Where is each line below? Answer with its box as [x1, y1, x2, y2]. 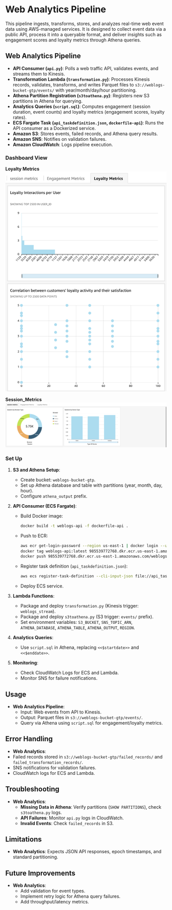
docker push [20, 554, 46, 559]
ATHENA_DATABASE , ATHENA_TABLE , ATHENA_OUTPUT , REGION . [20, 624, 135, 631]
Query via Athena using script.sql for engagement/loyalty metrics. [20, 720, 163, 726]
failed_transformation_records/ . [12, 759, 83, 765]
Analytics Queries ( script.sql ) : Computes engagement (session [12, 103, 151, 110]
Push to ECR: [20, 532, 48, 538]
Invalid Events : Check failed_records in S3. [20, 820, 114, 826]
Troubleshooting [5, 785, 60, 794]
